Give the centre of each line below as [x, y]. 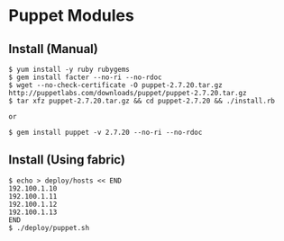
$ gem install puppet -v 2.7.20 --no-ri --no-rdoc [105, 132]
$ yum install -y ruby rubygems [69, 69]
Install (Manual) [53, 49]
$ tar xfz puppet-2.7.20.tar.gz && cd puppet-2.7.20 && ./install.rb [142, 101]
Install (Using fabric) [67, 160]
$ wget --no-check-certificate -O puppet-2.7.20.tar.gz [115, 85]
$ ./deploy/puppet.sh [49, 228]
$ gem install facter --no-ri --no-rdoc [86, 77]
